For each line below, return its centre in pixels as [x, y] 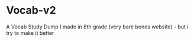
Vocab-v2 [31, 10]
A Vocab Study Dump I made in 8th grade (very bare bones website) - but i [97, 27]
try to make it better [30, 33]
